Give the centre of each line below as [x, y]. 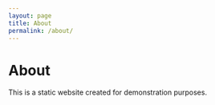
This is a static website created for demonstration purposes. [107, 92]
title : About [30, 23]
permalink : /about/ [41, 30]
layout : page [30, 16]
